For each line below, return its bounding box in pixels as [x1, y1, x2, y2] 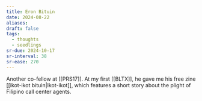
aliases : [6, 20, 28, 26]
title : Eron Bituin [6, 8, 55, 15]
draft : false [6, 25, 39, 32]
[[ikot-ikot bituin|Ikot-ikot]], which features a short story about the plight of [6, 81, 191, 88]
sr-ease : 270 [6, 59, 39, 65]
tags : [6, 31, 20, 37]
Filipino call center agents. [6, 88, 72, 95]
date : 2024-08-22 [6, 14, 50, 20]
